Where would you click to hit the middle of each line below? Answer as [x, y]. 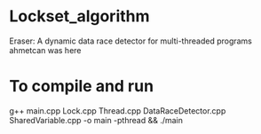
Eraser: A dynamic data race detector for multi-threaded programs [131, 41]
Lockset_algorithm [79, 16]
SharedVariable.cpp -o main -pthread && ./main [96, 120]
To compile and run [81, 87]
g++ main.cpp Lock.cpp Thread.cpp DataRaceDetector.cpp [118, 110]
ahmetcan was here [45, 50]
